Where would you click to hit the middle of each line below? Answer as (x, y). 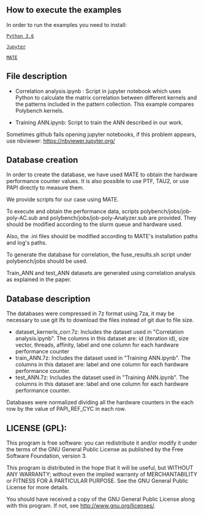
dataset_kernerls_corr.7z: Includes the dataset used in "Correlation (99, 332)
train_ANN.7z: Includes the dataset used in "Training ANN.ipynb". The (103, 358)
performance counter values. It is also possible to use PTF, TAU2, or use (98, 181)
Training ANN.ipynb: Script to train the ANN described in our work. (99, 122)
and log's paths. (27, 243)
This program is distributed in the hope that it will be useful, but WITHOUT (100, 468)
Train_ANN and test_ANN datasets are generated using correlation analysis (101, 273)
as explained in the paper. (39, 280)
